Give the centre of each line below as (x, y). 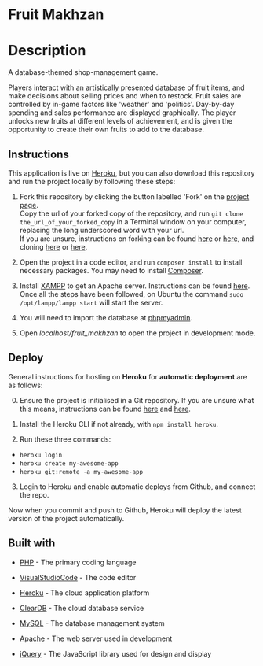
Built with (32, 544)
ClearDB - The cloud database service (82, 608)
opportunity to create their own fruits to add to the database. (106, 129)
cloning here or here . (53, 246)
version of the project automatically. (66, 518)
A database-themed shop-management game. (83, 72)
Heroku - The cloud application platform (84, 593)
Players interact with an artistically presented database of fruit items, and (126, 87)
